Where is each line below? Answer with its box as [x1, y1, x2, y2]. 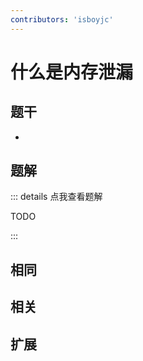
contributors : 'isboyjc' [10, 14, 114, 25]
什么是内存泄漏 [10, 61, 134, 83]
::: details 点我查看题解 [10, 191, 103, 203]
